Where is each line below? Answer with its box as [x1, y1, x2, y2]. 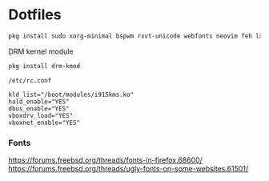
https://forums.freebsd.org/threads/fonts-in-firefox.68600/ [8, 155, 203, 165]
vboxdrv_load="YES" [8, 111, 74, 119]
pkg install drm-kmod [8, 62, 81, 70]
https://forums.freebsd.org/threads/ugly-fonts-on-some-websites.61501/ [8, 163, 249, 173]
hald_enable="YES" [8, 98, 70, 106]
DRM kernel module [8, 46, 74, 56]
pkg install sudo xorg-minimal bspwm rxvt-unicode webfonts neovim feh [8, 32, 252, 40]
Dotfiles [8, 6, 62, 24]
